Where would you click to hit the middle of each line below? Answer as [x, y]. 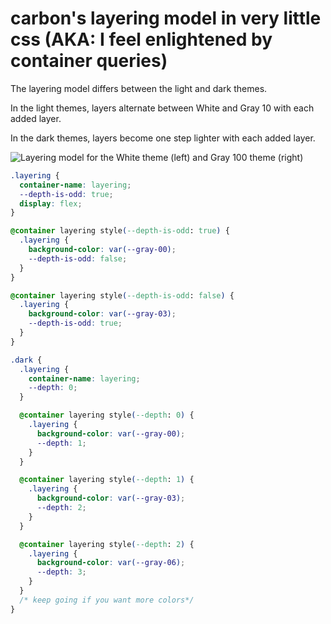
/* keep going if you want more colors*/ [107, 600]
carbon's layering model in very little [166, 18]
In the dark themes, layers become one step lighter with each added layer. [163, 138]
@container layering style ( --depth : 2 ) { [107, 544]
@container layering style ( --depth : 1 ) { [107, 480]
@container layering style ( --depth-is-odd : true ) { [120, 231]
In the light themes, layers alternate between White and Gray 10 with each [162, 108]
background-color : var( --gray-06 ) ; [111, 563]
